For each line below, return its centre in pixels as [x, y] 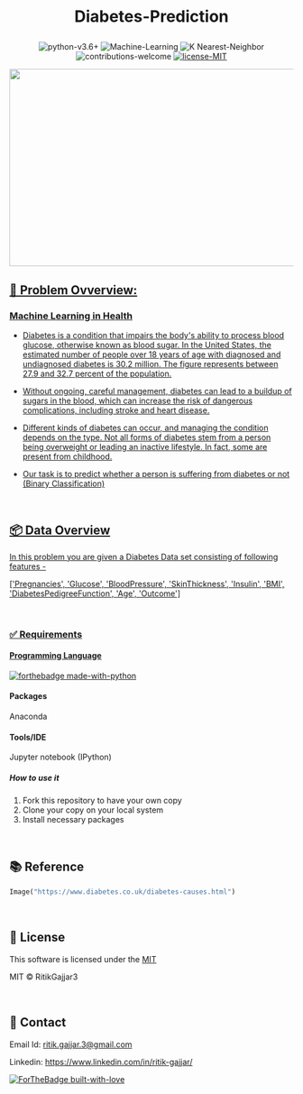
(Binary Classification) [64, 483]
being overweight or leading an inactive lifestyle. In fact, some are [145, 446]
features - [28, 566]
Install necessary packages [73, 820]
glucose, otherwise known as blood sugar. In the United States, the [147, 345]
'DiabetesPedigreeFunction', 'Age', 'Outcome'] [95, 593]
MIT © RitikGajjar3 [44, 977]
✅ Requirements [46, 634]
